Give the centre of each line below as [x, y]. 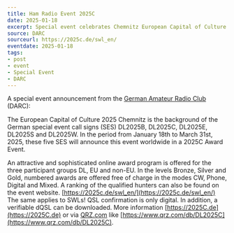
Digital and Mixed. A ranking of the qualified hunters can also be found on [113, 185]
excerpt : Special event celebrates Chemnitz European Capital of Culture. [118, 27]
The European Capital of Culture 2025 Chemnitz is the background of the [113, 120]
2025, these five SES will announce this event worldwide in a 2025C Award [115, 142]
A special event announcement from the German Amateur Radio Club [107, 99]
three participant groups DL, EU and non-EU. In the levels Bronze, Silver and [117, 170]
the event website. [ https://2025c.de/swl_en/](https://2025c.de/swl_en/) [111, 192]
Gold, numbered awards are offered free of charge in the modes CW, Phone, [117, 178]
